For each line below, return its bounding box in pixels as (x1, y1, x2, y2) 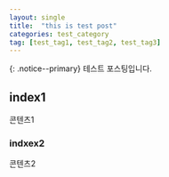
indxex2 (9, 137, 45, 149)
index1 (9, 90, 46, 105)
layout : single (9, 12, 66, 22)
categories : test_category (9, 29, 109, 38)
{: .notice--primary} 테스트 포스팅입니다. (9, 63, 153, 74)
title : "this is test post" (9, 21, 117, 30)
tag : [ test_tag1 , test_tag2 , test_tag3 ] (9, 37, 162, 47)
